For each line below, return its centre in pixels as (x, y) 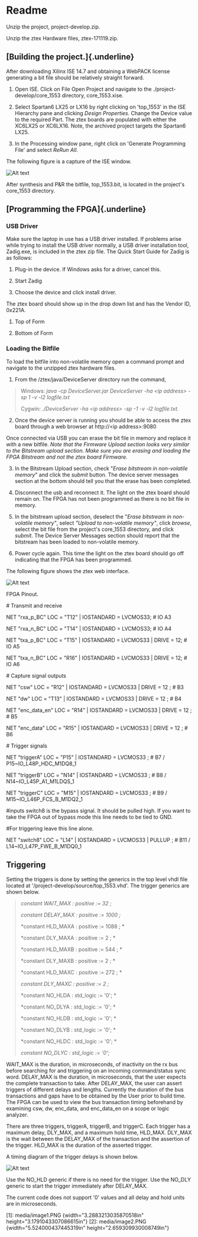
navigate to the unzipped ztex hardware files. (61, 368)
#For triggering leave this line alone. (50, 828)
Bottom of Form (34, 333)
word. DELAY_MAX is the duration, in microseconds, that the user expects (96, 1077)
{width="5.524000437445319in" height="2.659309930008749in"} (88, 1228)
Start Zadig (28, 281)
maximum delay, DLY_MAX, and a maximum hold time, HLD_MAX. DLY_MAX (99, 1132)
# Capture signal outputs (36, 675)
